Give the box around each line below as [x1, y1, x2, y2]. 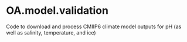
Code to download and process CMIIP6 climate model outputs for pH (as [6, 23, 182, 30]
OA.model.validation [6, 4, 108, 17]
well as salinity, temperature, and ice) [6, 29, 96, 36]
